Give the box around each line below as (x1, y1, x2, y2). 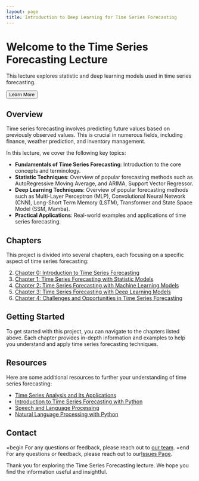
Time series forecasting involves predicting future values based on (6, 125, 170, 132)
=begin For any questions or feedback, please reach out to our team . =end (6, 443, 189, 451)
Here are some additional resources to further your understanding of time (6, 373, 186, 381)
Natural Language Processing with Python (14, 410, 119, 418)
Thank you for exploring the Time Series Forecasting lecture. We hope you (6, 461, 189, 469)
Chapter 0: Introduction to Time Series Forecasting (14, 269, 140, 277)
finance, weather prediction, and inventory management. (6, 138, 146, 145)
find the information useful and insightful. (6, 468, 108, 475)
